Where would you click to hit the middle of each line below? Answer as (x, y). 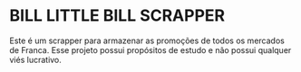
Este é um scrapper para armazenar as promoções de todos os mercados (147, 40)
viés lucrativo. (35, 59)
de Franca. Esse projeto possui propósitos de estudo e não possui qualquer (150, 49)
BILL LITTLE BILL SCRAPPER (117, 16)
